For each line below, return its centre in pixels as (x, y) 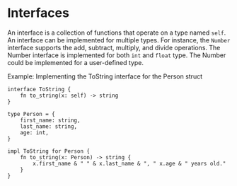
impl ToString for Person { (49, 151)
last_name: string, (49, 126)
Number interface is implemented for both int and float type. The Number (117, 55)
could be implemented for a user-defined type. (75, 62)
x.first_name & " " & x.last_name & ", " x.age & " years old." (129, 163)
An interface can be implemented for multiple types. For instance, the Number (119, 40)
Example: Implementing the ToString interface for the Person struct (105, 76)
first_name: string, (50, 120)
